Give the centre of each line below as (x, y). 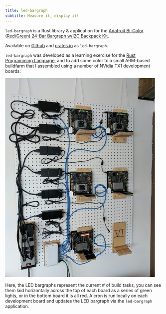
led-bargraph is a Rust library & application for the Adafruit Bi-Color (74, 30)
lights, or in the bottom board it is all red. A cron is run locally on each (77, 296)
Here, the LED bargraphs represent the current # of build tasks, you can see (83, 285)
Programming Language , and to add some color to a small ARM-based (78, 60)
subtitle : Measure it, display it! (42, 16)
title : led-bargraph (27, 10)
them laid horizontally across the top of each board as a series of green (79, 290)
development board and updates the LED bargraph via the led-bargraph (79, 301)
